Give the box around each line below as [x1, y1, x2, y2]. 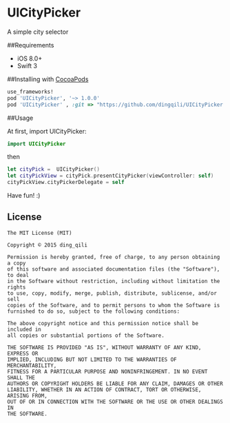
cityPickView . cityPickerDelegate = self [7, 179, 125, 186]
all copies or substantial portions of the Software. [7, 332, 165, 339]
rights [7, 284, 26, 291]
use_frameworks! [7, 88, 54, 95]
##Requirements [7, 41, 54, 49]
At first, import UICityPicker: [7, 127, 87, 135]
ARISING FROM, [7, 392, 48, 399]
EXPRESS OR [7, 350, 39, 357]
